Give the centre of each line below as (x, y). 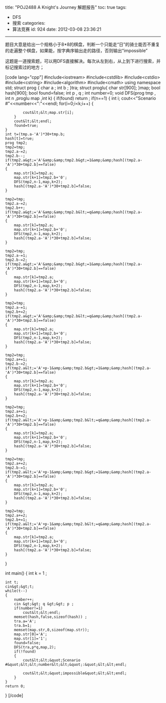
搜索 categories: (29, 23)
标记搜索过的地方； (25, 67)
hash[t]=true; (20, 139)
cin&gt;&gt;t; (20, 587)
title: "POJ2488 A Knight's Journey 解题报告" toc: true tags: (66, 7)
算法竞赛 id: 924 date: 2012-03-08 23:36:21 (57, 29)
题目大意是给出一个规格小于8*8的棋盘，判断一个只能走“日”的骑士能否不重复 (83, 44)
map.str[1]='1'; (31, 639)
